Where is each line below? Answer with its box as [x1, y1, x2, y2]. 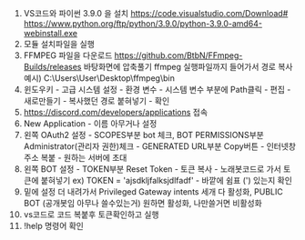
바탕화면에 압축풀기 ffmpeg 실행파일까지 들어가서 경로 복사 [83, 62, 293, 72]
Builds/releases [23, 62, 82, 72]
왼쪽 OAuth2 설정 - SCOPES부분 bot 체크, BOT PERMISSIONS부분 [23, 130, 265, 140]
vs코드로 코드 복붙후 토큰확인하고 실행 [23, 209, 159, 220]
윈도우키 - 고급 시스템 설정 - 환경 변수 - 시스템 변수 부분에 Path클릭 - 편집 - [23, 85, 291, 95]
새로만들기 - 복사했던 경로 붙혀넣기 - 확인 [23, 95, 170, 106]
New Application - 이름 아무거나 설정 [23, 118, 158, 129]
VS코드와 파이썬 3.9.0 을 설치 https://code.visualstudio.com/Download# [23, 8, 289, 18]
